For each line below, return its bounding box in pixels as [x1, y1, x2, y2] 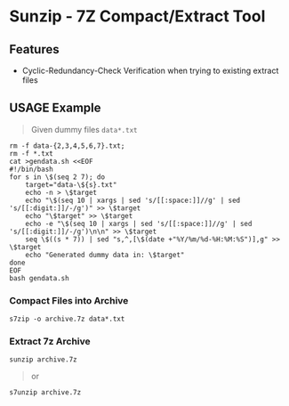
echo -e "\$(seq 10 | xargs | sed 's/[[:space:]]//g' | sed [25, 219, 253, 228]
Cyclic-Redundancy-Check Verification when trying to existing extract [21, 65, 279, 76]
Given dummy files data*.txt [30, 124, 138, 134]
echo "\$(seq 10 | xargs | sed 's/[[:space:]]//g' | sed [25, 196, 241, 205]
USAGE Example [9, 101, 101, 116]
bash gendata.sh [9, 273, 69, 282]
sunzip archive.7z [9, 355, 77, 364]
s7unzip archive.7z [9, 388, 82, 397]
